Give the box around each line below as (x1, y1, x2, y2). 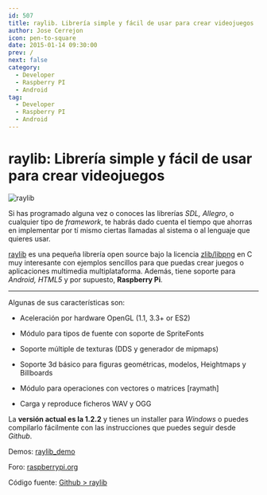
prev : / (8, 49, 34, 57)
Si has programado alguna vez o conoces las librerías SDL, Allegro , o (8, 208, 234, 218)
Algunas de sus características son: (8, 297, 126, 307)
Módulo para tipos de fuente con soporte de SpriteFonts (19, 328, 204, 338)
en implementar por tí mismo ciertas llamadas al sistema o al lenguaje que (8, 225, 250, 235)
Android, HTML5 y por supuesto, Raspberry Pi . (8, 274, 163, 284)
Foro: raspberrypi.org (8, 462, 79, 471)
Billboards (19, 367, 53, 377)
